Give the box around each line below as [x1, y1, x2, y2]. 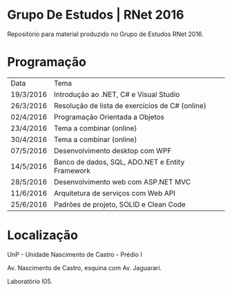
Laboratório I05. [7, 277, 53, 285]
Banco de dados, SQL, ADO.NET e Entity [54, 157, 185, 166]
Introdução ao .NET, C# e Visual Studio [54, 89, 180, 99]
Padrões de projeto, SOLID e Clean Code [54, 200, 186, 209]
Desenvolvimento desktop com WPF [54, 145, 172, 155]
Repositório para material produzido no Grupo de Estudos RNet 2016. [7, 30, 204, 38]
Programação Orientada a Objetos [54, 112, 164, 121]
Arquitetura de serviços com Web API [54, 188, 176, 197]
